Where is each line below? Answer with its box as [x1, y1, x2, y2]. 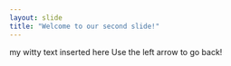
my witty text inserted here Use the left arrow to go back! [9, 46, 223, 57]
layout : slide [9, 13, 63, 23]
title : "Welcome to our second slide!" [9, 22, 160, 31]
